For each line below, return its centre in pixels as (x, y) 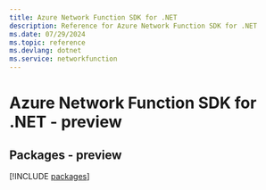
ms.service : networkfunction (63, 59)
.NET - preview (66, 122)
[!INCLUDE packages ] (50, 176)
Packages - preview (66, 155)
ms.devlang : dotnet (46, 51)
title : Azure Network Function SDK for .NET (93, 17)
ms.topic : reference (48, 42)
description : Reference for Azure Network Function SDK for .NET (133, 26)
